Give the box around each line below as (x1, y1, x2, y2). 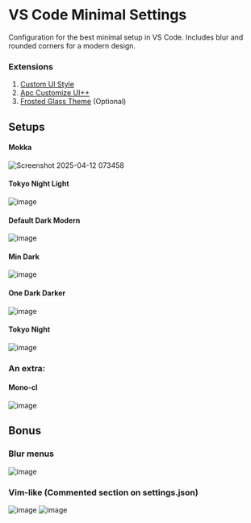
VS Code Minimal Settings (8, 6, 187, 24)
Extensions (8, 61, 54, 72)
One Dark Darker (8, 288, 66, 298)
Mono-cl (8, 383, 38, 392)
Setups (8, 119, 46, 134)
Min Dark (8, 252, 40, 261)
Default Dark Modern (8, 215, 81, 225)
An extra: (8, 362, 46, 374)
